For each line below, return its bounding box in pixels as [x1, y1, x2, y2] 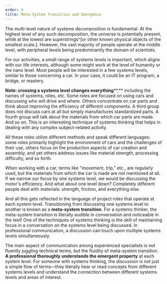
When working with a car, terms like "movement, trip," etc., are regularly [5, 165, 154, 171]
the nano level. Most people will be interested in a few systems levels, [5, 67, 149, 73]
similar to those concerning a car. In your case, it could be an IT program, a [5, 72, 160, 78]
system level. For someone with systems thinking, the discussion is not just [5, 258, 160, 264]
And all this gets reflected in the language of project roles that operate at [5, 195, 155, 202]
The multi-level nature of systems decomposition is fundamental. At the [5, 25, 152, 31]
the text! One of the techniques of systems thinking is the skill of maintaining [5, 217, 163, 223]
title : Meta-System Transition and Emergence [5, 12, 101, 17]
